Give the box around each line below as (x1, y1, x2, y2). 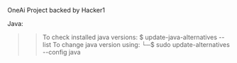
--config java (42, 48, 81, 56)
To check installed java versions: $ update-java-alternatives (42, 33, 218, 41)
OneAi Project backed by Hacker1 (7, 6, 105, 14)
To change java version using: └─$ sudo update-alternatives (53, 41, 231, 48)
